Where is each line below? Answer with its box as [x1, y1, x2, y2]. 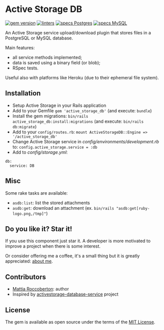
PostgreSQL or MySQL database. [5, 35, 73, 41]
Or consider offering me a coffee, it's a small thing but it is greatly [5, 253, 140, 259]
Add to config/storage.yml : [12, 149, 68, 155]
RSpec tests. [12, 65, 39, 71]
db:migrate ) [12, 123, 37, 129]
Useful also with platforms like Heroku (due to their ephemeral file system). [5, 74, 159, 80]
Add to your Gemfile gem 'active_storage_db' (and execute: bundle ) [12, 107, 152, 113]
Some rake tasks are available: [5, 190, 68, 196]
